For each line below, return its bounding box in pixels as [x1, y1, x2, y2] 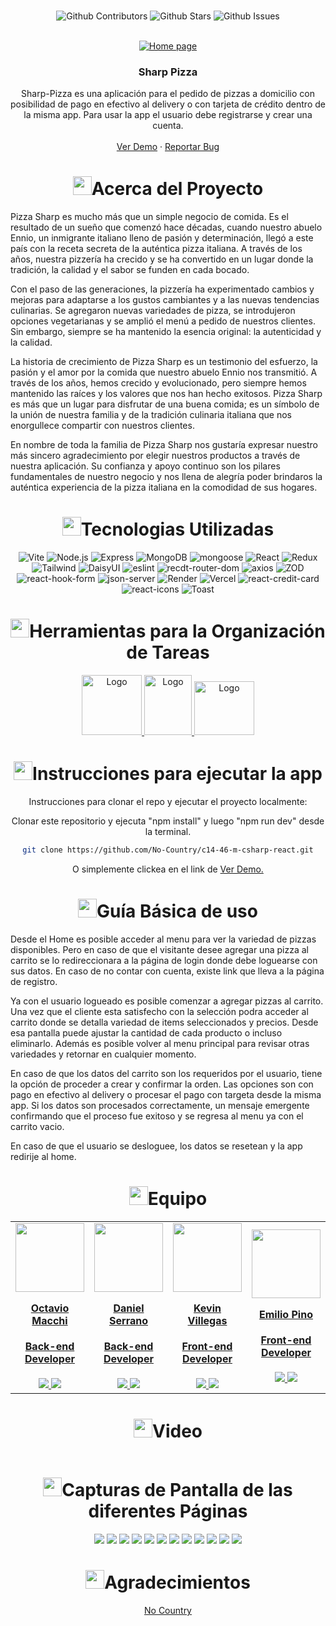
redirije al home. [10, 1150, 77, 1162]
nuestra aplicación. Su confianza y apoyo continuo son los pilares [10, 460, 281, 472]
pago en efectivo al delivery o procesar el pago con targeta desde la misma [10, 1088, 322, 1100]
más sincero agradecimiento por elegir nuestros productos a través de [10, 450, 301, 462]
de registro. [10, 975, 58, 987]
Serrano [109, 1313, 148, 1327]
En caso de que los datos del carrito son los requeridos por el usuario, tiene [10, 1067, 323, 1079]
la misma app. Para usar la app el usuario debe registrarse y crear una [23, 109, 313, 121]
